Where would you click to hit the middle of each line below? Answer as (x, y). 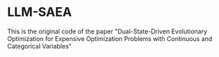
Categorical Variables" (39, 46)
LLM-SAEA (39, 12)
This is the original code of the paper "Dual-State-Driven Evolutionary (107, 31)
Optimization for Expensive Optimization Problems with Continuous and (110, 38)
